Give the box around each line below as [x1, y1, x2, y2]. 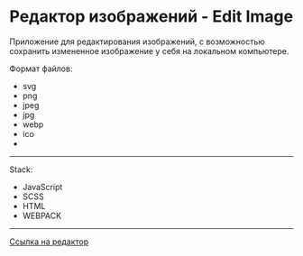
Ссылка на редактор [9, 236, 89, 247]
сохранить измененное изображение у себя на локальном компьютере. [9, 45, 289, 56]
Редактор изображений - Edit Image [9, 6, 294, 27]
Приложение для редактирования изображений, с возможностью [9, 36, 266, 47]
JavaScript [22, 181, 63, 192]
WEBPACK [22, 210, 61, 221]
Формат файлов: [9, 63, 73, 74]
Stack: [9, 164, 33, 175]
